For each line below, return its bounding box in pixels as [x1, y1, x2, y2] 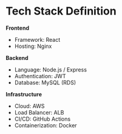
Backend [5, 54, 29, 61]
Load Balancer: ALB [14, 109, 64, 116]
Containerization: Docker [14, 121, 77, 129]
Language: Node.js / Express [14, 65, 87, 73]
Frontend [5, 24, 30, 32]
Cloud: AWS [14, 102, 45, 110]
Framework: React [14, 36, 61, 43]
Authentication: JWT [14, 72, 66, 79]
